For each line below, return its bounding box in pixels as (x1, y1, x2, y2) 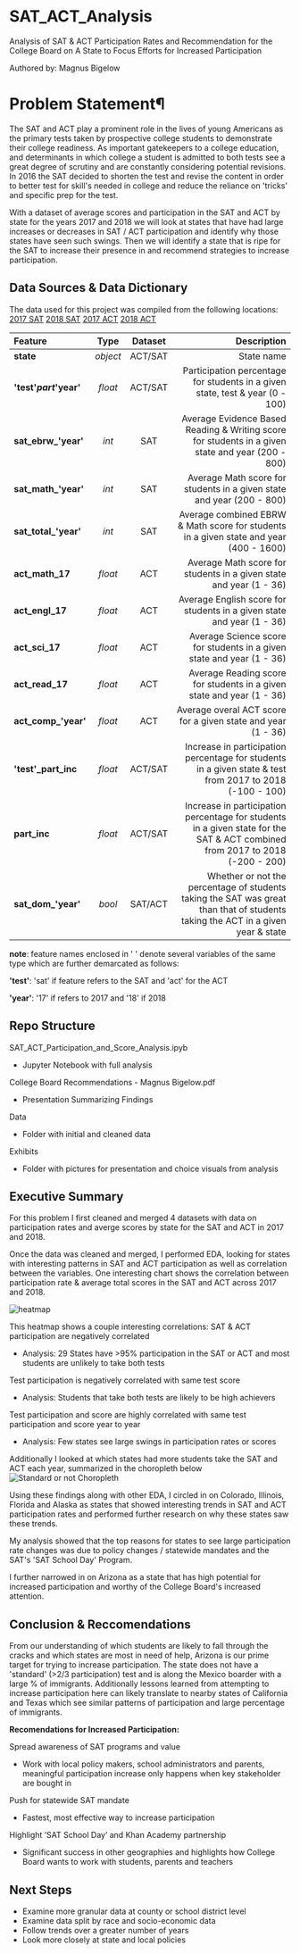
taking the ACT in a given (181, 914, 287, 927)
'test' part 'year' (13, 381, 81, 394)
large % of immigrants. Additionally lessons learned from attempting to (9, 1678, 270, 1689)
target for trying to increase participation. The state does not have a (9, 1659, 259, 1670)
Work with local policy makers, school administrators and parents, (21, 1759, 265, 1769)
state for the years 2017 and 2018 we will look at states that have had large (9, 216, 284, 227)
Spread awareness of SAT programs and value (9, 1742, 181, 1752)
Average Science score (188, 629, 287, 642)
